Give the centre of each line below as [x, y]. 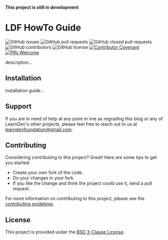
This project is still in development [42, 7]
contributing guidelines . [30, 204]
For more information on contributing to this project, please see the [75, 198]
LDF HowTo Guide [43, 28]
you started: [18, 163]
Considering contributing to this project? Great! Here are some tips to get [81, 157]
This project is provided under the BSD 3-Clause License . [65, 232]
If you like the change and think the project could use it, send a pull [82, 183]
